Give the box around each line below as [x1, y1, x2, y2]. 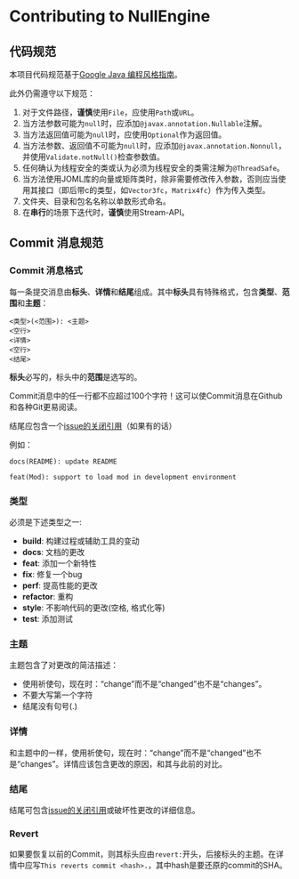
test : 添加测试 [21, 613, 74, 624]
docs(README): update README [9, 456, 117, 466]
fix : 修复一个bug [21, 569, 83, 579]
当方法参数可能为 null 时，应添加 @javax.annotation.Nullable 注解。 [21, 118, 267, 128]
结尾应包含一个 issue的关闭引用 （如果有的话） [9, 420, 177, 431]
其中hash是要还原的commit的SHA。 [155, 860, 287, 871]
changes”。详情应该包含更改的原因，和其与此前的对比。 [20, 758, 227, 769]
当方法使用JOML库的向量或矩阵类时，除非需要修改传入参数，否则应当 [21, 173, 279, 184]
